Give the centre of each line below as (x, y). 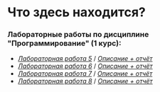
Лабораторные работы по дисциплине (78, 35)
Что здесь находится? (76, 12)
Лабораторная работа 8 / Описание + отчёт (85, 81)
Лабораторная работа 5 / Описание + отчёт (85, 59)
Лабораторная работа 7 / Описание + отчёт (85, 74)
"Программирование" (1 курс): (64, 43)
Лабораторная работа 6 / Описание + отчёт (85, 66)
